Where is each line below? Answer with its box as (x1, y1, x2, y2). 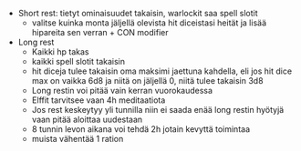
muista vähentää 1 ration (31, 134, 124, 144)
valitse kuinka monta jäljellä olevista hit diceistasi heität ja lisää (31, 17, 267, 28)
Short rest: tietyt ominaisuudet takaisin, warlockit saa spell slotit (17, 8, 258, 18)
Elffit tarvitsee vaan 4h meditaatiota (31, 95, 166, 106)
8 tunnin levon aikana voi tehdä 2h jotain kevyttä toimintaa (31, 124, 251, 135)
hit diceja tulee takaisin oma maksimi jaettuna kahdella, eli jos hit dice (31, 65, 293, 76)
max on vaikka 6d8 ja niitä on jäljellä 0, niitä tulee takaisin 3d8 (31, 75, 264, 86)
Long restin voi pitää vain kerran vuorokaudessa (31, 86, 213, 96)
